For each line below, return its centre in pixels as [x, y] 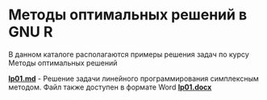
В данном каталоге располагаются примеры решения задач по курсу [129, 54]
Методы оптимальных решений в [128, 15]
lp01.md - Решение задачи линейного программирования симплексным [134, 78]
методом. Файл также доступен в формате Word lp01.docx [110, 87]
